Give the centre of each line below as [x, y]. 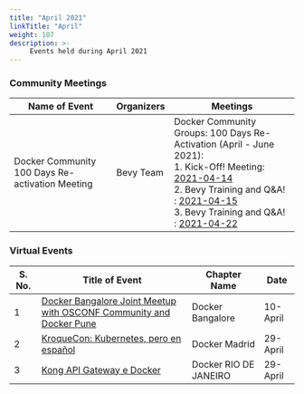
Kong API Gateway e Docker [101, 370]
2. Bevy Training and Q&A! [229, 189]
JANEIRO [211, 375]
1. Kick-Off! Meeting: [219, 167]
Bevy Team [140, 173]
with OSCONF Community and [105, 312]
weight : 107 [32, 34]
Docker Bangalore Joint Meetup [109, 301]
